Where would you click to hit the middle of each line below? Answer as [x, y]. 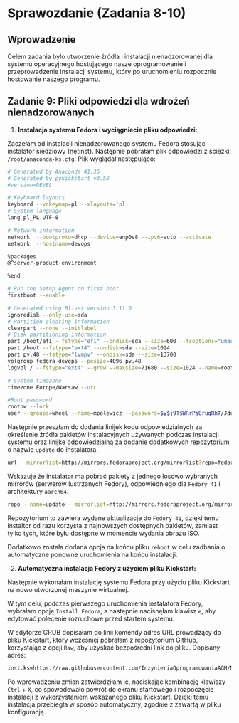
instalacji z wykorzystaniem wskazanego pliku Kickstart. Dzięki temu [108, 697]
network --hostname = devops [49, 243]
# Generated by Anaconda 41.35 [54, 171]
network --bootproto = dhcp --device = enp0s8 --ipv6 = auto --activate [110, 237]
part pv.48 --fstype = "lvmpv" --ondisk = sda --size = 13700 [92, 355]
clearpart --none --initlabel [52, 328]
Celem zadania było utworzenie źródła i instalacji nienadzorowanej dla [110, 56]
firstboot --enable [36, 296]
